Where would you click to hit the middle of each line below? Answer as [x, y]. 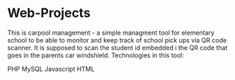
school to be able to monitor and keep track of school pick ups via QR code [117, 40]
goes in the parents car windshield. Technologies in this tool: [96, 55]
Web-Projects [49, 13]
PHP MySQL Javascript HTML [51, 69]
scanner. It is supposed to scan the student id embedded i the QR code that [117, 47]
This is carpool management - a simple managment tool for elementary [111, 33]
